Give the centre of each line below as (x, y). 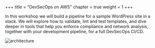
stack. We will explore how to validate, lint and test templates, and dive (76, 21)
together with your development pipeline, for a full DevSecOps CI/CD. (75, 31)
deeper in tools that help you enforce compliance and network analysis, (77, 26)
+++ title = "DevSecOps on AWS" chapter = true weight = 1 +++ (69, 7)
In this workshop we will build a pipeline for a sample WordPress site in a (78, 16)
